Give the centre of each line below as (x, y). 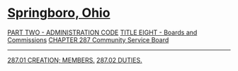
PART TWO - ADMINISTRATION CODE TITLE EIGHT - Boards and (102, 32)
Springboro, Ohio (59, 13)
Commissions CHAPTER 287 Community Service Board (88, 39)
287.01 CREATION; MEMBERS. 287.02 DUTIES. (75, 60)
